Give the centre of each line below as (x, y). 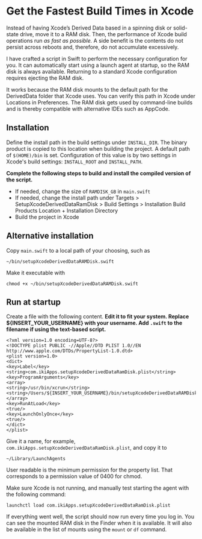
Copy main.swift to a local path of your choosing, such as (78, 250)
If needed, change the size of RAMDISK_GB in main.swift (83, 191)
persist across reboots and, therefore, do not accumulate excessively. (93, 47)
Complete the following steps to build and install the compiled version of (99, 173)
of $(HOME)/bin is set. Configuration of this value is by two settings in (91, 155)
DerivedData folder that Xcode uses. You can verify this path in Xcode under (101, 96)
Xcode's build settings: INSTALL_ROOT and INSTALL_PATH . (75, 162)
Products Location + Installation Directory (66, 210)
